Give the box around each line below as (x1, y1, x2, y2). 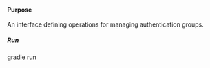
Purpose (7, 5, 32, 14)
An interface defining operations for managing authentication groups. (7, 20, 204, 29)
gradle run (7, 53, 36, 61)
